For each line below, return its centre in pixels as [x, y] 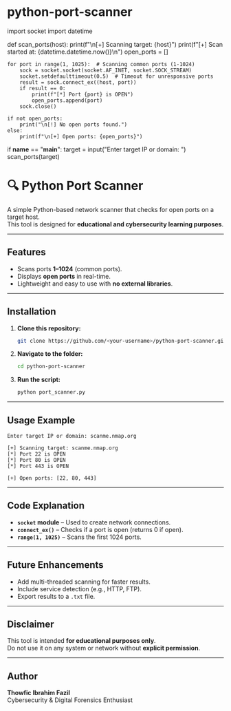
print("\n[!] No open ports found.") [74, 125]
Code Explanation [46, 506]
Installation [32, 311]
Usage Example [41, 420]
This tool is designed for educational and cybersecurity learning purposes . [115, 224]
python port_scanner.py [51, 392]
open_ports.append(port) [67, 100]
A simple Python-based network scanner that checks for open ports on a [111, 209]
